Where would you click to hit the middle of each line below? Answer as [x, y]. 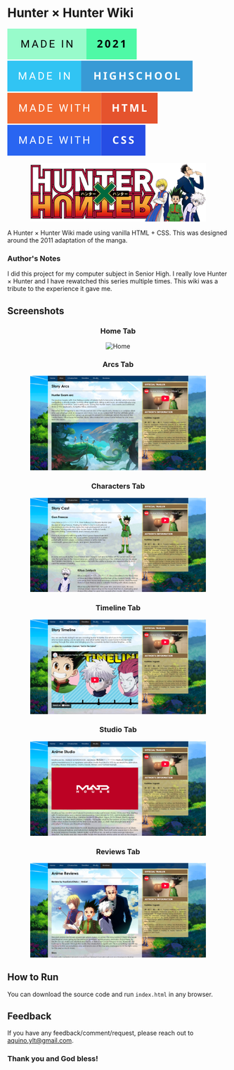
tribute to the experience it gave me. [60, 289]
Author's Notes [34, 259]
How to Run [33, 978]
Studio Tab [118, 730]
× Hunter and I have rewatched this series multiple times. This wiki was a [113, 281]
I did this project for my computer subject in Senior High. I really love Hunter [117, 274]
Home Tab [118, 330]
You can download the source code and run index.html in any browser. [110, 994]
